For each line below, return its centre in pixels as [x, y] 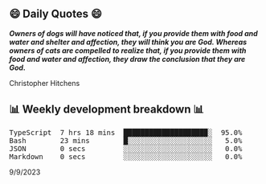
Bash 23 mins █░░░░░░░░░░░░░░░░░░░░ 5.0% [126, 140]
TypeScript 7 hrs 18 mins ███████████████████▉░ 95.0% [126, 132]
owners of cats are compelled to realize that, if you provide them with [128, 50]
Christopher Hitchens [45, 83]
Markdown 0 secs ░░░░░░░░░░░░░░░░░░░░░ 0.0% [126, 156]
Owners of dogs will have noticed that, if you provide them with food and [133, 33]
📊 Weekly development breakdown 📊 [106, 110]
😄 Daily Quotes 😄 [56, 14]
